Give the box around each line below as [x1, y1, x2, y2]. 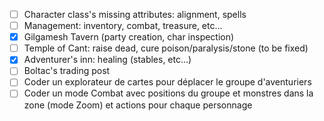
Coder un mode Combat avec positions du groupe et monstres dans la [23, 87, 314, 99]
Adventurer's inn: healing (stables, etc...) [23, 54, 192, 66]
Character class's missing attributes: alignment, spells [23, 9, 247, 20]
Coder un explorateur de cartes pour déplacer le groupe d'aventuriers [23, 76, 312, 88]
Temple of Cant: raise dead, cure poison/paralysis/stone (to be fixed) [23, 42, 309, 54]
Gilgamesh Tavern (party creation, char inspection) [23, 31, 235, 43]
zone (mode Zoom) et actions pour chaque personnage [23, 99, 253, 111]
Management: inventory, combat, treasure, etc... [23, 20, 223, 32]
